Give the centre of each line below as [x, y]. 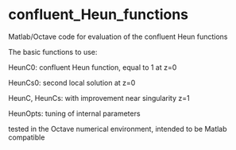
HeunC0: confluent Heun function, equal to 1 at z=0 [93, 67]
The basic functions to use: [53, 52]
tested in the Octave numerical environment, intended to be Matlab [118, 129]
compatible [27, 137]
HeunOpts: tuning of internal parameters [74, 113]
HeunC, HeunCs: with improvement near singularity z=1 [99, 98]
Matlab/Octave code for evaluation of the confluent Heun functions [118, 37]
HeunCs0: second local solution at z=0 [72, 83]
